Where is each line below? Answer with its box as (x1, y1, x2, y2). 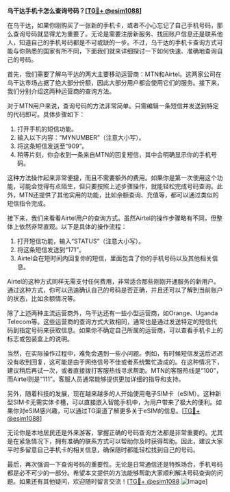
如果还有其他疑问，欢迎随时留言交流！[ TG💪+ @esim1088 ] (18, 478, 208, 485)
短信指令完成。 (7, 199, 49, 208)
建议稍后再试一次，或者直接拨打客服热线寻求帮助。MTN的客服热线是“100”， (7, 367, 222, 374)
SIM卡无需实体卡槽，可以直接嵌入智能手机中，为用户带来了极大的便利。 (12, 398, 216, 406)
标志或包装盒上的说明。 (7, 335, 73, 343)
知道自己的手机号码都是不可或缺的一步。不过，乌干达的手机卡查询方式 (18, 38, 217, 47)
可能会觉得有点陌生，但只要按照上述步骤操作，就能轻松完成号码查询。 (18, 182, 217, 190)
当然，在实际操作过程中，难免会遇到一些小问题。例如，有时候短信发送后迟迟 (7, 349, 223, 357)
